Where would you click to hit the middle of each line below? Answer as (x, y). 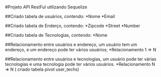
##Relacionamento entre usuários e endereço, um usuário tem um (71, 45)
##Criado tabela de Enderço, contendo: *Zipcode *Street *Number (73, 26)
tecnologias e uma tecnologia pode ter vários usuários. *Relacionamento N (80, 64)
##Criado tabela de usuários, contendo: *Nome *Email (60, 16)
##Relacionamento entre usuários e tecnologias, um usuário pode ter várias (81, 59)
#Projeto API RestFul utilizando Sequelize (46, 7)
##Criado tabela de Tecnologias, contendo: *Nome (56, 35)
